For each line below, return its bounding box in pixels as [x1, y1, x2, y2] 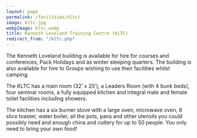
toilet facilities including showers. [6, 95, 88, 102]
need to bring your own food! [6, 125, 77, 132]
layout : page [6, 8, 38, 15]
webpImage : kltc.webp [6, 25, 60, 31]
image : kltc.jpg [6, 19, 46, 25]
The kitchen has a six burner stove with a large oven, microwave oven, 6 [6, 107, 182, 113]
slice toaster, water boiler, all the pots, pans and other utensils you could [6, 113, 183, 120]
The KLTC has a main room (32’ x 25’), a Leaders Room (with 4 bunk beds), [6, 83, 190, 89]
